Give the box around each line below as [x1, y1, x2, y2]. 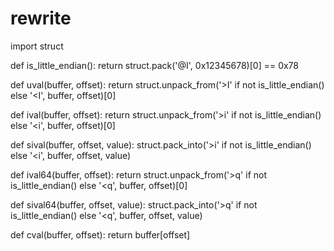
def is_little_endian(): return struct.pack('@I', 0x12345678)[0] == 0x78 [10, 59, 300, 71]
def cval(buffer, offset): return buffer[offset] [10, 228, 191, 241]
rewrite [10, 7, 72, 30]
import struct [10, 40, 64, 52]
